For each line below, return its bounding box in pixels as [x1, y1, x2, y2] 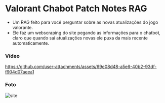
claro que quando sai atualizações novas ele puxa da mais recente [12, 35, 148, 41]
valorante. [12, 24, 33, 30]
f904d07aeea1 [5, 69, 35, 75]
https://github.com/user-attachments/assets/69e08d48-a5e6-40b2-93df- [5, 64, 157, 69]
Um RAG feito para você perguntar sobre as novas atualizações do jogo [12, 19, 159, 25]
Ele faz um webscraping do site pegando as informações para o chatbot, [12, 30, 161, 35]
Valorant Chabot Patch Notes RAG [5, 3, 147, 14]
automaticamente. [12, 40, 49, 46]
